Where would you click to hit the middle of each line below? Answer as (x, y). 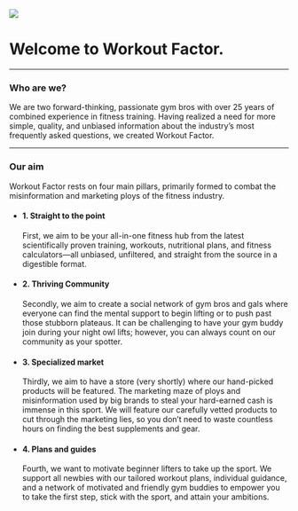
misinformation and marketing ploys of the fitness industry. (117, 195)
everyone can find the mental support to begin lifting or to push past (147, 313)
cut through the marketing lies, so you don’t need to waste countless (147, 420)
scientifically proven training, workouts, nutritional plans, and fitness (147, 245)
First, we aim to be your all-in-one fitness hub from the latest (133, 235)
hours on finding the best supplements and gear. (111, 428)
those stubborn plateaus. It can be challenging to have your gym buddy (153, 322)
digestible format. (54, 263)
